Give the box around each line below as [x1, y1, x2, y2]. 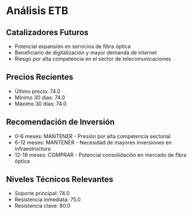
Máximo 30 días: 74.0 [14, 100, 67, 107]
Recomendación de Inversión [6, 117, 115, 127]
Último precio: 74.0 [14, 88, 61, 95]
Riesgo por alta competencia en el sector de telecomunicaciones [14, 56, 172, 62]
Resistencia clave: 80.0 [14, 202, 71, 209]
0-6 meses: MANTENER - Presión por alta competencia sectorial [14, 133, 171, 140]
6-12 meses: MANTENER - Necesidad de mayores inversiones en [14, 139, 172, 146]
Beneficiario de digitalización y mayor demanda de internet [14, 49, 157, 56]
